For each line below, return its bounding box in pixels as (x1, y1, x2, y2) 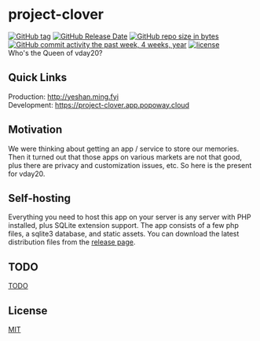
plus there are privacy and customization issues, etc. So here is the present (8, 160, 252, 170)
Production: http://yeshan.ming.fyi (8, 92, 119, 101)
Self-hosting (8, 191, 71, 205)
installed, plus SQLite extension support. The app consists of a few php (8, 221, 240, 230)
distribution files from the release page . (8, 237, 136, 247)
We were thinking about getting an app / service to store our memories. (8, 144, 240, 153)
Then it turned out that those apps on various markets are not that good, (8, 152, 242, 162)
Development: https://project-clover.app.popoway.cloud (8, 100, 190, 109)
